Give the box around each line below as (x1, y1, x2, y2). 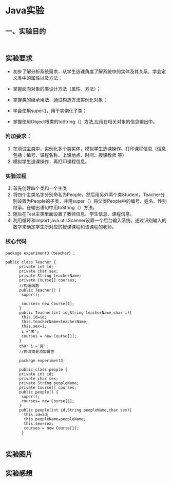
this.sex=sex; (24, 421, 54, 426)
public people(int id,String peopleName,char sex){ (18, 407, 132, 413)
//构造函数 (18, 283, 40, 289)
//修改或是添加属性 (18, 349, 55, 354)
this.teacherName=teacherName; (21, 319, 88, 325)
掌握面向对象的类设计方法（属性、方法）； (12, 86, 101, 92)
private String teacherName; (18, 273, 82, 278)
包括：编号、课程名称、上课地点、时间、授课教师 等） (12, 152, 127, 158)
